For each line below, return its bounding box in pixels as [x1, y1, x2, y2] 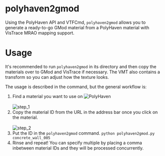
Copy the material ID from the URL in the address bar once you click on [12, 109, 158, 115]
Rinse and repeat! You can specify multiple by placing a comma [12, 140, 142, 146]
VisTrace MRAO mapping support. [5, 30, 75, 36]
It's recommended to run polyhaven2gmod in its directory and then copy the [5, 63, 157, 69]
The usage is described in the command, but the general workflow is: [5, 84, 147, 90]
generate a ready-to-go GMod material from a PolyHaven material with [5, 24, 150, 30]
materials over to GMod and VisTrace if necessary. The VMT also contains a [5, 69, 160, 75]
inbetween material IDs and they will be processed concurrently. [12, 145, 144, 151]
